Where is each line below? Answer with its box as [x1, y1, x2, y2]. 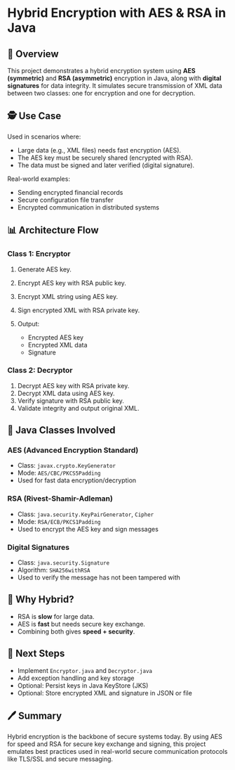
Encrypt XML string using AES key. [17, 292, 118, 300]
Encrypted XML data [27, 340, 88, 349]
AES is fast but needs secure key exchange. [17, 620, 146, 628]
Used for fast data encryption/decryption [17, 476, 137, 485]
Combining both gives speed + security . [17, 627, 135, 636]
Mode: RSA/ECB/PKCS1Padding [17, 517, 101, 525]
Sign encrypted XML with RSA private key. [17, 306, 140, 314]
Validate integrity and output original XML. [17, 404, 140, 412]
